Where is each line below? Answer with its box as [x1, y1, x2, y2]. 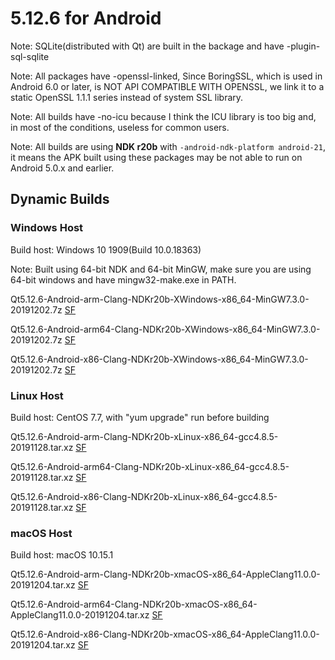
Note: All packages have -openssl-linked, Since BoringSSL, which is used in [10, 70, 323, 82]
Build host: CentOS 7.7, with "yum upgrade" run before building [10, 411, 270, 423]
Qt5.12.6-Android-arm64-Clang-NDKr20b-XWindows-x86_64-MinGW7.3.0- [10, 323, 321, 335]
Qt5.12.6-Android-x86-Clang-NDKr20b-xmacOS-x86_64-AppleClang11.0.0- [10, 628, 320, 641]
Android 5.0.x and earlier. [10, 162, 115, 174]
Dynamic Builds [10, 191, 110, 208]
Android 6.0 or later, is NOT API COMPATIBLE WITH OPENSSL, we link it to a [10, 80, 325, 92]
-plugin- [286, 40, 321, 52]
